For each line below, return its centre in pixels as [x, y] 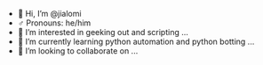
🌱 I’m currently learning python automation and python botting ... [136, 41]
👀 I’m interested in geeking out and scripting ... [103, 32]
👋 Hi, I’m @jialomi [49, 14]
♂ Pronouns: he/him [54, 23]
